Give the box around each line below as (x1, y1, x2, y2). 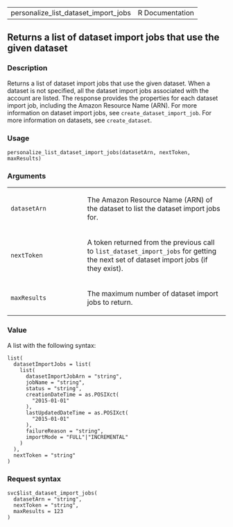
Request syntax (7, 474, 61, 483)
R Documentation (137, 8, 194, 17)
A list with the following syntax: (7, 341, 96, 349)
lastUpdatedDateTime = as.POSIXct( (25, 409, 129, 416)
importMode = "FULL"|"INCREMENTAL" (25, 433, 129, 440)
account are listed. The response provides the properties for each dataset (7, 94, 218, 102)
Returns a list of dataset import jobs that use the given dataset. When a (7, 79, 210, 87)
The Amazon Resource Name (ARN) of (87, 195, 213, 205)
